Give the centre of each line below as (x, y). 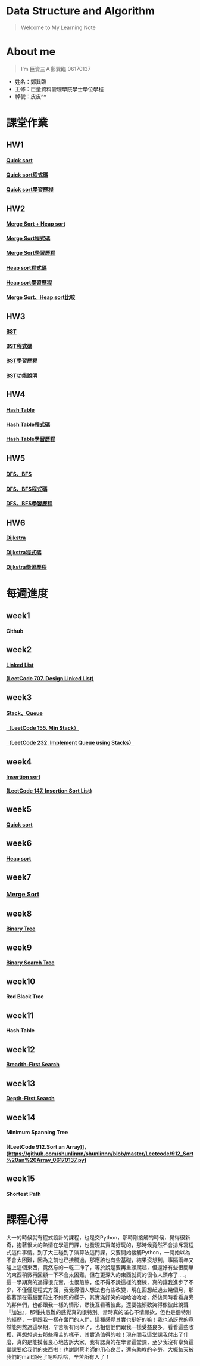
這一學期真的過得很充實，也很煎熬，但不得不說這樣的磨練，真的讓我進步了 (97, 1282)
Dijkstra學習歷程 (26, 567)
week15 (21, 1179)
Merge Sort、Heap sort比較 (41, 297)
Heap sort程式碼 (26, 268)
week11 (20, 1015)
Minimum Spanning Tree (37, 1133)
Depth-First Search (30, 1099)
